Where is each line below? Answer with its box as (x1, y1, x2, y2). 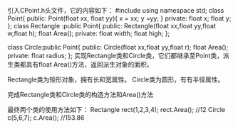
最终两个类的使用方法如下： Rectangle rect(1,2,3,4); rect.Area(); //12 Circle (7, 106, 226, 113)
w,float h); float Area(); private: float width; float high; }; (7, 29, 170, 38)
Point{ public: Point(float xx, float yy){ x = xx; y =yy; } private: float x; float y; (7, 14, 232, 23)
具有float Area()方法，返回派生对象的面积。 (26, 60, 153, 69)
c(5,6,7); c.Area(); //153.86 (7, 113, 85, 122)
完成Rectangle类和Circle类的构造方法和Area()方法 (7, 91, 154, 99)
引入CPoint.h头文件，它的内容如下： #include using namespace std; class (7, 6, 224, 14)
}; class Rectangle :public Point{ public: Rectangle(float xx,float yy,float (7, 22, 216, 30)
